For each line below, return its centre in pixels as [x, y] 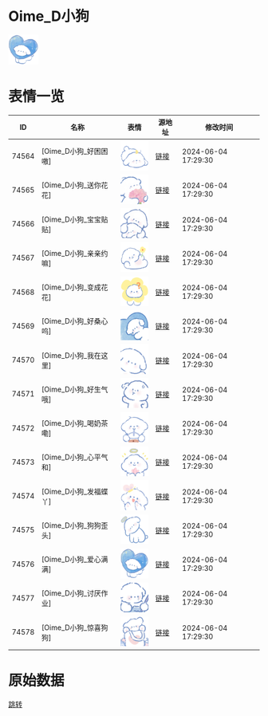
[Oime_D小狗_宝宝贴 [75, 219]
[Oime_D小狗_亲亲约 [75, 253]
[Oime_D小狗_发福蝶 [75, 491]
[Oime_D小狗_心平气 [75, 457]
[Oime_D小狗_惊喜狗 [75, 627]
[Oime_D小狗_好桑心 [75, 321]
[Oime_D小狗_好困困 [75, 151]
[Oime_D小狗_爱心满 [75, 560]
